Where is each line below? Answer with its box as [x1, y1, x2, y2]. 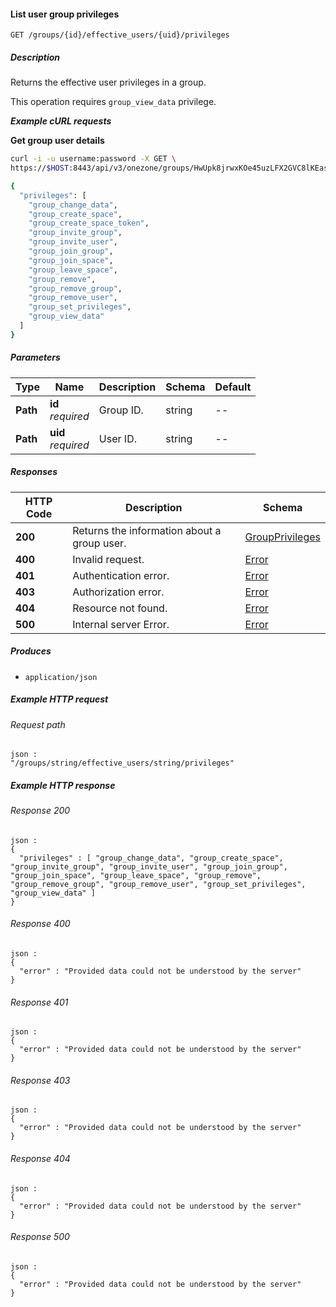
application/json [24, 672, 98, 682]
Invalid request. [72, 552, 145, 566]
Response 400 [10, 918, 71, 930]
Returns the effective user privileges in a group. [10, 76, 207, 89]
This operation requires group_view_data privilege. [10, 96, 217, 108]
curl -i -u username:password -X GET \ [10, 154, 177, 164]
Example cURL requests [10, 115, 112, 127]
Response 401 [10, 996, 69, 1008]
